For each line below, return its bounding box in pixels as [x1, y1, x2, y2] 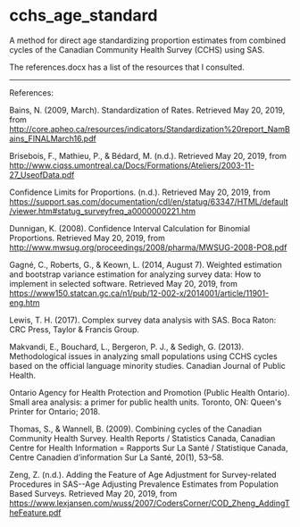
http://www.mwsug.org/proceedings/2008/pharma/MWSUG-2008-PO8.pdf [9, 242, 287, 253]
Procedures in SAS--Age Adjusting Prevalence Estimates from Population [9, 479, 279, 489]
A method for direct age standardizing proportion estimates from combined [9, 35, 286, 46]
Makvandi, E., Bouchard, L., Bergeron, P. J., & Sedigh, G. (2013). [9, 341, 244, 352]
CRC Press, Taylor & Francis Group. [9, 323, 140, 335]
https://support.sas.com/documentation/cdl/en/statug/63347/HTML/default [9, 196, 288, 206]
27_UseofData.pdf [9, 169, 75, 180]
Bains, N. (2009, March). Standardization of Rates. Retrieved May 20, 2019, [9, 105, 286, 115]
